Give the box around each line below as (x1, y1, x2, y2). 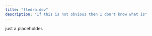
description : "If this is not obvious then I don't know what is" (5, 12, 147, 17)
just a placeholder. (5, 25, 44, 31)
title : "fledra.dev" (5, 7, 49, 12)
